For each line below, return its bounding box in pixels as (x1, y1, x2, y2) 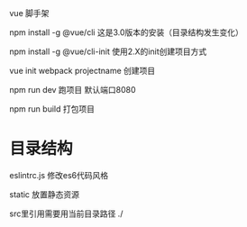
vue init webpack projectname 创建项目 (9, 66, 156, 76)
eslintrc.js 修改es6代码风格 (9, 169, 109, 180)
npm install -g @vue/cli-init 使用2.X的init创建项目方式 (9, 46, 207, 57)
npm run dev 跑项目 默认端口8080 (9, 85, 136, 95)
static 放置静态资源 (9, 188, 79, 200)
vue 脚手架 (9, 8, 50, 18)
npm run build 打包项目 (9, 104, 95, 114)
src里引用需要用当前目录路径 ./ (9, 208, 123, 219)
